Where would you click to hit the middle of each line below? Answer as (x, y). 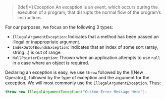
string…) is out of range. (37, 52)
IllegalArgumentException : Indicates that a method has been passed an (85, 37)
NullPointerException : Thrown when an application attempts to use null (86, 58)
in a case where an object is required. (51, 63)
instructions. (30, 17)
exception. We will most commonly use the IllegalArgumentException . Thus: (83, 83)
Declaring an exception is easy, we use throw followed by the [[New (74, 72)
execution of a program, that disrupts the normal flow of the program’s (89, 12)
